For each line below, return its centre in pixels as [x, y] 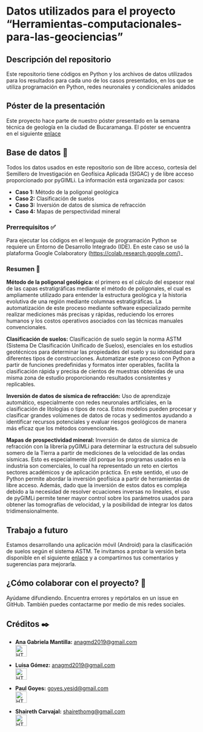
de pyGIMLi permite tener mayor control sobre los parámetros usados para [100, 498]
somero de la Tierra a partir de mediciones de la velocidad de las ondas [96, 453]
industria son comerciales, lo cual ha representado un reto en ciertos [92, 466]
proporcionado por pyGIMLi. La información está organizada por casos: [95, 180]
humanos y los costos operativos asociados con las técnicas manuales [95, 321]
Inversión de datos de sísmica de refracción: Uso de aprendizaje [88, 396]
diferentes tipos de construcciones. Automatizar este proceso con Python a [101, 358]
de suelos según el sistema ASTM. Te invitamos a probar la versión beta [96, 552]
